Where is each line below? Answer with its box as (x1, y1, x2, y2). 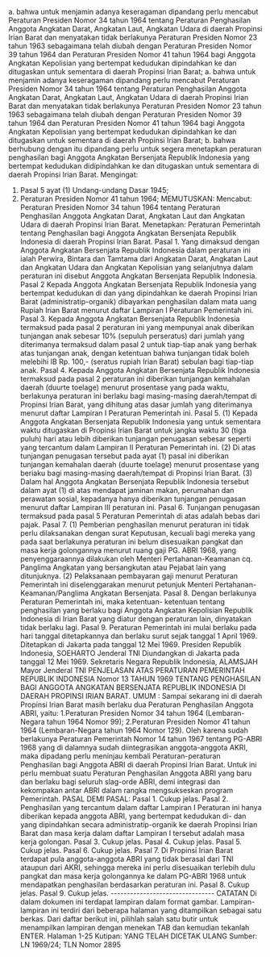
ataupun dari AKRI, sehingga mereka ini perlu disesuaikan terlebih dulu (19, 863, 255, 872)
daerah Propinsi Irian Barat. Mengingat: (8, 169, 139, 179)
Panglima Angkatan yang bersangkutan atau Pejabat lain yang (19, 562, 226, 572)
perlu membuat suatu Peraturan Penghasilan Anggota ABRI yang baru (19, 768, 252, 778)
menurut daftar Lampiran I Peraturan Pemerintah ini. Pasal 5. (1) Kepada (19, 408, 258, 418)
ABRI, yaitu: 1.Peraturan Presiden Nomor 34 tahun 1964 (19, 708, 204, 717)
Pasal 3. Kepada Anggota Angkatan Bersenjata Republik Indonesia (19, 314, 240, 324)
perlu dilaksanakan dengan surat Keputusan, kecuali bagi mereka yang (19, 529, 255, 537)
